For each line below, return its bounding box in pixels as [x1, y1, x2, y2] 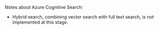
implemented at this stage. [12, 19, 69, 25]
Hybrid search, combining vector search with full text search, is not [12, 14, 154, 19]
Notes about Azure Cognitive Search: [5, 4, 83, 10]
